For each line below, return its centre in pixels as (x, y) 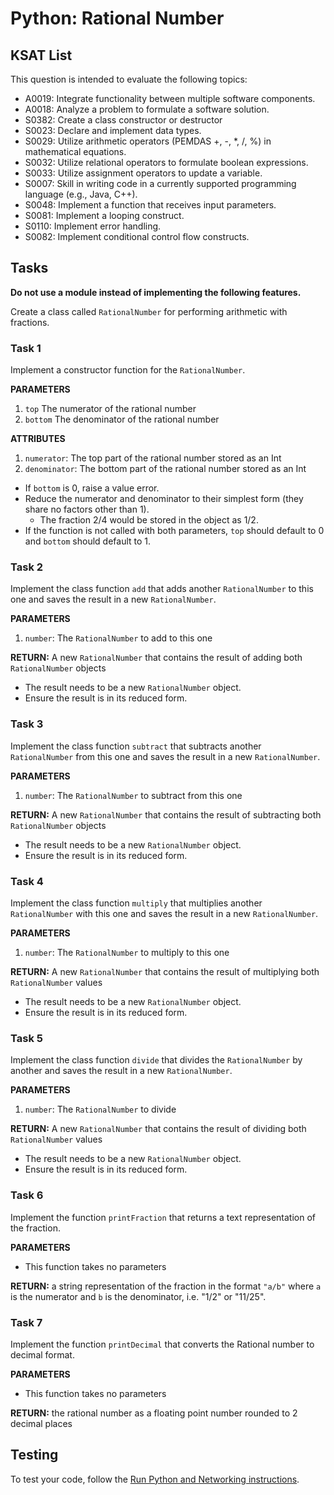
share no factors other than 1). (87, 509)
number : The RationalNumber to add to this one (118, 638)
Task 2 (27, 567)
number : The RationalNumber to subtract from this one (133, 795)
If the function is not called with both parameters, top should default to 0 (174, 531)
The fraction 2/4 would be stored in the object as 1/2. (149, 520)
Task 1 (26, 348)
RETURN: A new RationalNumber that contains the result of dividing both (158, 1129)
